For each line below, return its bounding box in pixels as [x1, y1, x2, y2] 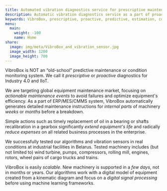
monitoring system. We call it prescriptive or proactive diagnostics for [5, 73, 148, 79]
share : [5, 40, 19, 45]
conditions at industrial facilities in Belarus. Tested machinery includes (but [5, 144, 159, 150]
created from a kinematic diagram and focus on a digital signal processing [5, 175, 158, 181]
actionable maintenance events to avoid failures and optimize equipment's [5, 93, 158, 99]
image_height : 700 [9, 53, 48, 59]
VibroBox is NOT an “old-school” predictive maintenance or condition [5, 67, 147, 73]
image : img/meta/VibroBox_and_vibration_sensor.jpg [9, 44, 119, 49]
